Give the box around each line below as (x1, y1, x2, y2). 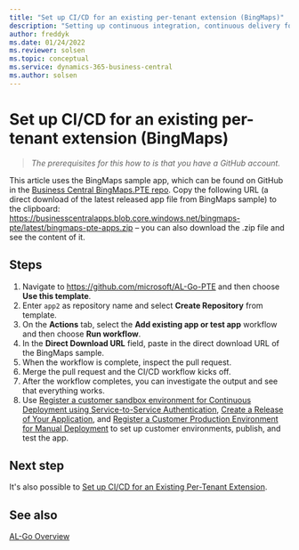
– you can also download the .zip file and (134, 222, 285, 232)
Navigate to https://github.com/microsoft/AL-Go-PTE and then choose (21, 281, 280, 292)
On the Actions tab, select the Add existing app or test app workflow (21, 319, 278, 329)
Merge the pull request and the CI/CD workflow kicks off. (21, 366, 231, 376)
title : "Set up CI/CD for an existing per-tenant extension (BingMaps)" (9, 12, 285, 22)
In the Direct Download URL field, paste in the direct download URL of (21, 337, 280, 348)
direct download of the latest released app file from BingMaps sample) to (9, 193, 278, 205)
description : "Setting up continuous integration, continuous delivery (9, 21, 280, 30)
